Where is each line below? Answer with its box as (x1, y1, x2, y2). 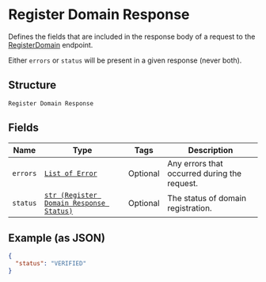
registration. (167, 202, 212, 213)
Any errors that (167, 158, 223, 169)
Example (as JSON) (8, 231, 105, 245)
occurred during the (167, 168, 242, 179)
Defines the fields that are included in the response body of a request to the (8, 32, 256, 41)
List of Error (44, 169, 97, 177)
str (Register (44, 190, 97, 200)
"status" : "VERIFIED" (15, 260, 87, 268)
